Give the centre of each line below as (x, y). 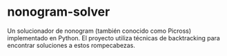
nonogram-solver (59, 12)
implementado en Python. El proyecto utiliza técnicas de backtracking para (114, 38)
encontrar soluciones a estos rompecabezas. (71, 45)
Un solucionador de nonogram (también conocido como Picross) (99, 31)
